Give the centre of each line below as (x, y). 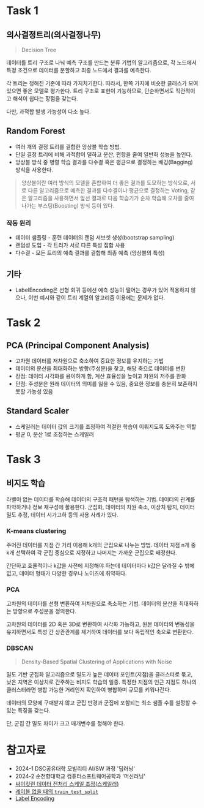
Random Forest (36, 131)
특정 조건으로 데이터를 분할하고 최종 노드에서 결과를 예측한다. (79, 70)
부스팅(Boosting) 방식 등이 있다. (76, 205)
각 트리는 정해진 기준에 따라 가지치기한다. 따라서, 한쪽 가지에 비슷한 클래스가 (97, 83)
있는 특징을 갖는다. (28, 710)
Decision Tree (39, 50)
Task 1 (22, 11)
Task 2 (24, 323)
